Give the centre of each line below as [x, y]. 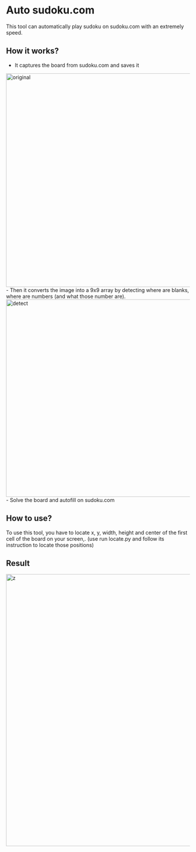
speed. [14, 32]
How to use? [29, 518]
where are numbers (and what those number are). [66, 296]
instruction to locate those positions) [50, 545]
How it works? [33, 51]
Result [18, 563]
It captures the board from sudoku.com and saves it [77, 65]
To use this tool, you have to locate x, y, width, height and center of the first [97, 532]
